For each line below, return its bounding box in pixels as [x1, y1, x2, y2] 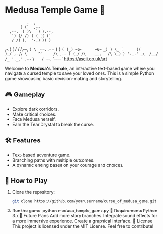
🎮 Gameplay [5, 91, 45, 99]
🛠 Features [5, 137, 41, 145]
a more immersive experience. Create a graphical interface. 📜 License [12, 218, 153, 224]
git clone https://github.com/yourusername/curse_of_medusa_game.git [12, 199, 157, 204]
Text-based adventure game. [12, 152, 71, 158]
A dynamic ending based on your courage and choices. [12, 162, 124, 168]
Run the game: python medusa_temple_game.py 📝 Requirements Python [12, 208, 158, 213]
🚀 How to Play [5, 176, 48, 185]
